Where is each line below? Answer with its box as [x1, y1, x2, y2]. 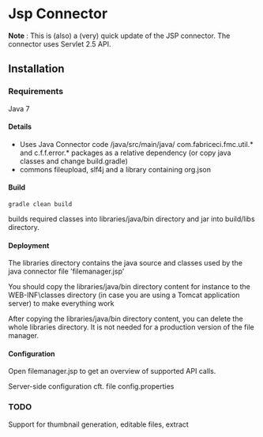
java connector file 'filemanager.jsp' [8, 266, 125, 277]
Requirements [8, 86, 64, 97]
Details [8, 122, 32, 131]
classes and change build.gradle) [19, 156, 129, 166]
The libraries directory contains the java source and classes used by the [8, 258, 243, 268]
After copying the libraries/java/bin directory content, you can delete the [8, 314, 243, 324]
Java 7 [8, 104, 30, 113]
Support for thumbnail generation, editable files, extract [8, 420, 190, 429]
